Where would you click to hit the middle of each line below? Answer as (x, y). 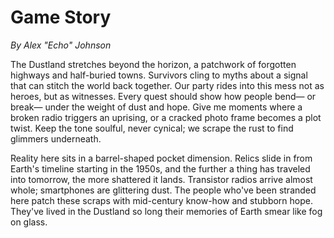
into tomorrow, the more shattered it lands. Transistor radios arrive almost (161, 179)
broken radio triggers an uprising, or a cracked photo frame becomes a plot (166, 117)
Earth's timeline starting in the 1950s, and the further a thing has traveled (160, 168)
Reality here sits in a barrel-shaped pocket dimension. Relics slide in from (161, 158)
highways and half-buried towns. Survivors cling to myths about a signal (159, 75)
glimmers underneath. (56, 138)
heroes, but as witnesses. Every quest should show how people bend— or (163, 96)
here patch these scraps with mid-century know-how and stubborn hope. (162, 200)
